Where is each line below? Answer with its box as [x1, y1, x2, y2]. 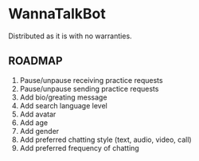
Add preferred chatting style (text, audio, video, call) [19, 135, 193, 144]
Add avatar [19, 109, 57, 119]
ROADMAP [8, 54, 63, 68]
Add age [19, 117, 49, 128]
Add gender [19, 126, 60, 135]
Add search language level [19, 100, 107, 110]
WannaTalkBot [8, 5, 106, 23]
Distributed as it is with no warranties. [8, 31, 133, 41]
